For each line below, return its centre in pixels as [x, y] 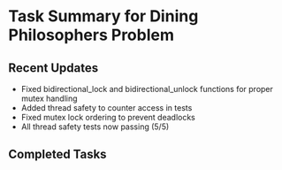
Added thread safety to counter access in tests [107, 108]
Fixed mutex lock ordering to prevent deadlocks [108, 117]
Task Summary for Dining [103, 16]
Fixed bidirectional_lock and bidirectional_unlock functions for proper [147, 89]
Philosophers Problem [91, 35]
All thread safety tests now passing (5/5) [95, 127]
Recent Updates [53, 68]
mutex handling [49, 98]
